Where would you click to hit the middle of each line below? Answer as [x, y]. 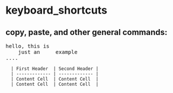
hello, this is [28, 46]
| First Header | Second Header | [55, 69]
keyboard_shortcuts [57, 10]
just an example [48, 52]
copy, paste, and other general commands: [86, 32]
